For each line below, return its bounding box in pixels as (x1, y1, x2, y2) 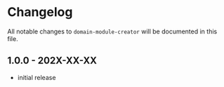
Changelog (7, 4, 73, 20)
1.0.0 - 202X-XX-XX (7, 55, 97, 67)
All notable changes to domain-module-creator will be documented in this (7, 27, 218, 35)
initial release (17, 73, 56, 81)
